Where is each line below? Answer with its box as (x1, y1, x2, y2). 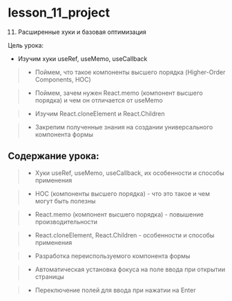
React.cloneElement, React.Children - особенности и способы (35, 230, 215, 239)
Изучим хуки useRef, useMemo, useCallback (17, 54, 148, 63)
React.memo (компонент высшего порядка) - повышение (35, 210, 204, 219)
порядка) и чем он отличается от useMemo (35, 95, 163, 104)
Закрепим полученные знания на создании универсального (35, 122, 213, 131)
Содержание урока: (8, 150, 99, 162)
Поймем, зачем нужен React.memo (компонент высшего (35, 89, 203, 97)
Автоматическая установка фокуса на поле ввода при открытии (35, 265, 226, 273)
